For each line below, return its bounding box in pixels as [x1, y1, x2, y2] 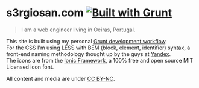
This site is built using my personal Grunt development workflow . [6, 37, 167, 45]
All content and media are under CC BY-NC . [6, 75, 115, 82]
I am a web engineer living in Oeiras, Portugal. [21, 26, 136, 33]
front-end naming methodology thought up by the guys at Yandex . [6, 50, 171, 57]
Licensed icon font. [6, 63, 54, 71]
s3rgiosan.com [6, 6, 84, 20]
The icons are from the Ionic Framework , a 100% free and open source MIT [6, 57, 194, 64]
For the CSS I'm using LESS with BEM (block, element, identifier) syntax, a [6, 44, 191, 51]
